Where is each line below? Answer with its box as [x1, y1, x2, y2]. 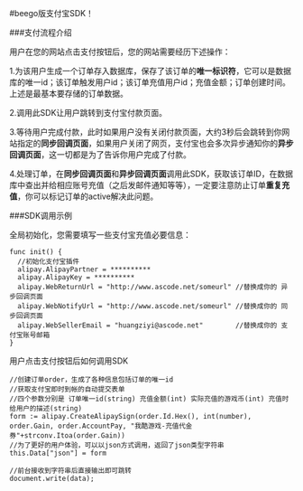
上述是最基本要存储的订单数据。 [9, 89, 128, 99]
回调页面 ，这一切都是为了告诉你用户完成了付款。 [9, 149, 191, 160]
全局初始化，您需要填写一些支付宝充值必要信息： [9, 230, 191, 240]
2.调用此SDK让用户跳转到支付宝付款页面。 [9, 108, 168, 118]
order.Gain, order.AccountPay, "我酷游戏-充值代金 [9, 421, 193, 430]
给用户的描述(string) [9, 404, 83, 413]
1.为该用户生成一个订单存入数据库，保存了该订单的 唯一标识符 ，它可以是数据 [9, 66, 291, 76]
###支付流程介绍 [9, 27, 72, 38]
